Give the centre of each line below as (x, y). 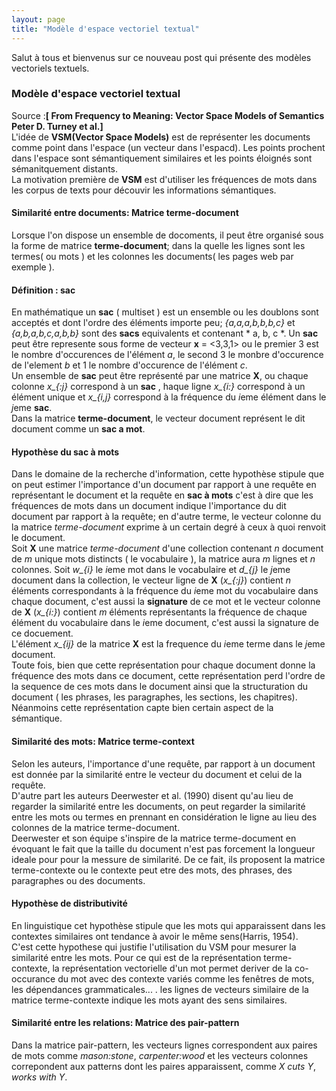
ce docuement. (42, 633)
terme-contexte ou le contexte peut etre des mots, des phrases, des (152, 870)
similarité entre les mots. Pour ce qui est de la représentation (136, 957)
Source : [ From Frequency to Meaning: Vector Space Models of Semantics (168, 115)
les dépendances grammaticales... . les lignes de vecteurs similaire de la (160, 989)
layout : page (38, 19)
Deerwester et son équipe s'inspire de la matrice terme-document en (154, 838)
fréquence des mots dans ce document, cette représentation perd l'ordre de (168, 676)
